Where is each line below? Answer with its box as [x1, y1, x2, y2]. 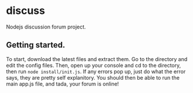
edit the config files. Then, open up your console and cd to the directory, [6, 62, 181, 69]
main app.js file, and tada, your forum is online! [6, 80, 119, 87]
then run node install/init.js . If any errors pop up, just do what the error [6, 68, 186, 75]
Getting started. [6, 40, 66, 50]
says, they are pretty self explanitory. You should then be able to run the [6, 74, 180, 81]
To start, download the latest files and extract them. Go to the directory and [6, 55, 188, 62]
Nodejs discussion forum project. [6, 23, 86, 30]
